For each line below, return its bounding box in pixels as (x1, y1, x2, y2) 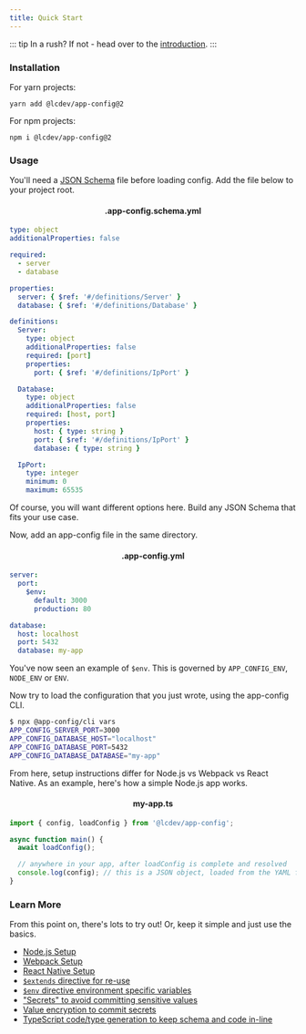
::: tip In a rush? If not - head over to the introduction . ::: (9, 38, 218, 49)
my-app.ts (132, 798, 174, 809)
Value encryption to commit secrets (22, 1004, 157, 1016)
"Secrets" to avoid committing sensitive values (22, 995, 199, 1006)
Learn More (9, 898, 62, 911)
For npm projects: (9, 115, 76, 126)
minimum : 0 (25, 477, 67, 486)
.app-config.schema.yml (104, 205, 202, 216)
